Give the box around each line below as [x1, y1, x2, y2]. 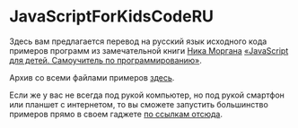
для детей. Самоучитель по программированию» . [9, 55, 202, 65]
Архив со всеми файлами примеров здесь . [9, 72, 175, 82]
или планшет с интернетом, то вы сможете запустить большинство [9, 98, 269, 109]
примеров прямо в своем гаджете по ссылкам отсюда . [9, 108, 223, 119]
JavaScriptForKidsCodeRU [9, 6, 214, 27]
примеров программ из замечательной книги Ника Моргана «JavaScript [9, 45, 289, 55]
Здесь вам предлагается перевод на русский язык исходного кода [9, 36, 267, 47]
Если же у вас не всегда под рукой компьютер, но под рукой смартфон [9, 90, 285, 100]
